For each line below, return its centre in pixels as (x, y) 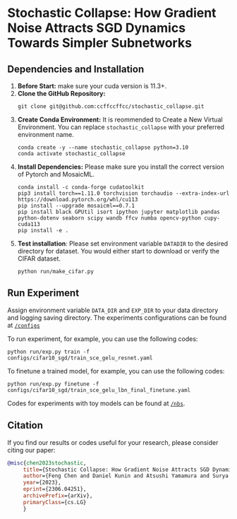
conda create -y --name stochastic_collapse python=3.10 (103, 148)
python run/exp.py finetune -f (53, 384)
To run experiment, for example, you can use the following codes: (103, 339)
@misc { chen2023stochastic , (47, 463)
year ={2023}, (42, 483)
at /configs (24, 325)
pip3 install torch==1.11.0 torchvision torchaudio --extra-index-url (123, 193)
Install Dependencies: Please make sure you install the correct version (121, 167)
